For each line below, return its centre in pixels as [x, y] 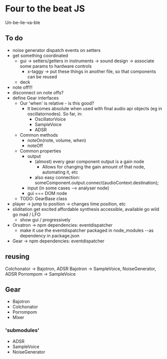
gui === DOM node [47, 193]
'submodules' [22, 331]
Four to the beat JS [45, 9]
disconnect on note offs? [38, 92]
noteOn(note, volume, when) [57, 140]
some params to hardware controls [56, 66]
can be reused [42, 77]
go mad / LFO [26, 214]
